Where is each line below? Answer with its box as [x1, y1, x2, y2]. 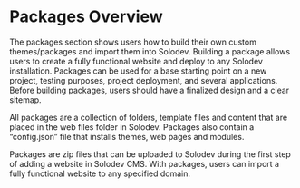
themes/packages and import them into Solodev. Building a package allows [9, 45, 291, 56]
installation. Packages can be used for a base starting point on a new [9, 65, 267, 76]
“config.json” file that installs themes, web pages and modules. [9, 131, 245, 142]
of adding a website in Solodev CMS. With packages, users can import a [9, 158, 279, 169]
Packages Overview [9, 6, 163, 27]
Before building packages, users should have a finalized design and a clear [9, 84, 290, 95]
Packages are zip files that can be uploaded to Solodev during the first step [9, 148, 292, 160]
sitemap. [9, 94, 43, 105]
